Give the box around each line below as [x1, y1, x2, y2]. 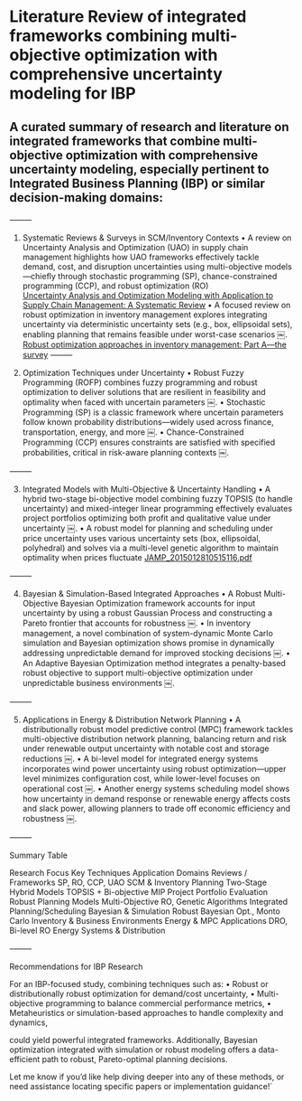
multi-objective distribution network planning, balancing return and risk [22, 734, 287, 744]
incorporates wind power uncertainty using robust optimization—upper [22, 764, 287, 774]
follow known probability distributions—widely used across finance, [22, 417, 274, 427]
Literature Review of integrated [9, 6, 247, 27]
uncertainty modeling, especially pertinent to [9, 161, 270, 177]
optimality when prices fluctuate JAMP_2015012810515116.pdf [22, 552, 252, 562]
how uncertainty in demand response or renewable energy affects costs [22, 794, 291, 804]
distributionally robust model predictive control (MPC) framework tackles [22, 724, 294, 734]
